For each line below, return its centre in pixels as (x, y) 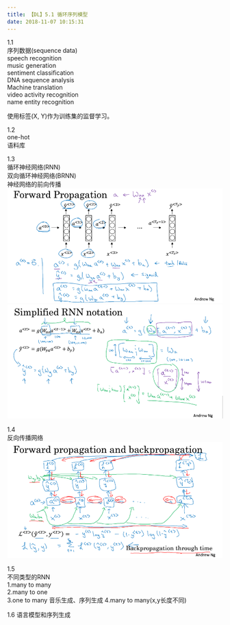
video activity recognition (43, 94)
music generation (32, 65)
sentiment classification (40, 73)
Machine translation (35, 87)
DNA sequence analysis (41, 80)
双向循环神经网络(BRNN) (42, 176)
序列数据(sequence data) (42, 50)
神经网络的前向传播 (34, 184)
